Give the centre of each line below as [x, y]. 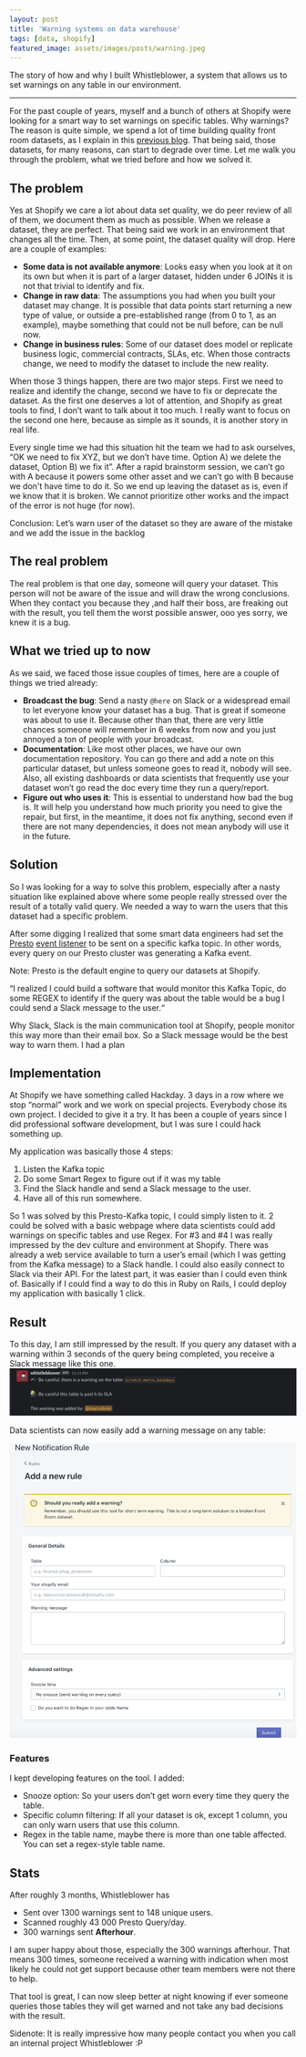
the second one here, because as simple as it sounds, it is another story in [149, 421]
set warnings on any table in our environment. [96, 85]
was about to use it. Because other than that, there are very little [143, 720]
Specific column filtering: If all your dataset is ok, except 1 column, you [155, 1815]
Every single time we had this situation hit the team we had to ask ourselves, [153, 448]
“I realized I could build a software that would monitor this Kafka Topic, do [148, 988]
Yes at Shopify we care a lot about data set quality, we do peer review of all [151, 211]
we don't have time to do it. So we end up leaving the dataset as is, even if [149, 486]
